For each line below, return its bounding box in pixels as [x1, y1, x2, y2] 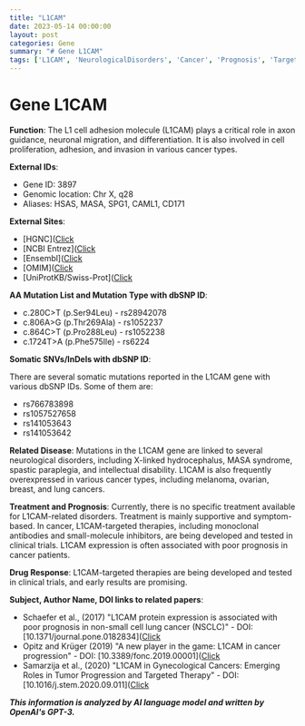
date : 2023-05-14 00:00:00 [9, 22, 112, 31]
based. [9, 520, 35, 531]
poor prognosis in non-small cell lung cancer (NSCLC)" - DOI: [22, 621, 254, 632]
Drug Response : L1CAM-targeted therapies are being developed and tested [9, 566, 292, 577]
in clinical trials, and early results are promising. [9, 576, 188, 587]
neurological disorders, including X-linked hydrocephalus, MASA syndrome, [9, 455, 293, 466]
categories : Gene [9, 38, 75, 48]
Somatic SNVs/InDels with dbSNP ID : [9, 353, 152, 364]
